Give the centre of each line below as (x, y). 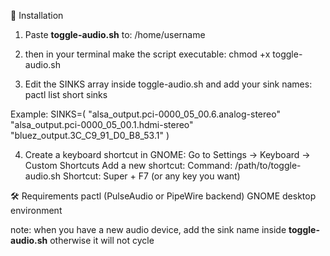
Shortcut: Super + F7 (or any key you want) (151, 176)
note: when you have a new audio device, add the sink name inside (148, 229)
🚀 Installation (37, 15)
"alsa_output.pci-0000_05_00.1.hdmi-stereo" (102, 124)
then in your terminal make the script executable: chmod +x (147, 54)
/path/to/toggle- (268, 165)
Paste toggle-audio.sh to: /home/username (115, 34)
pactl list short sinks (66, 94)
